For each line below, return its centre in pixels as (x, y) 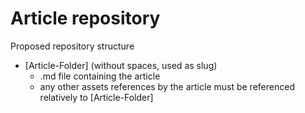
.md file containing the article (100, 76)
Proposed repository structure (72, 46)
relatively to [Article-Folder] (96, 97)
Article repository (85, 18)
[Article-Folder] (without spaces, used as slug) (121, 65)
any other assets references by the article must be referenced (167, 86)
